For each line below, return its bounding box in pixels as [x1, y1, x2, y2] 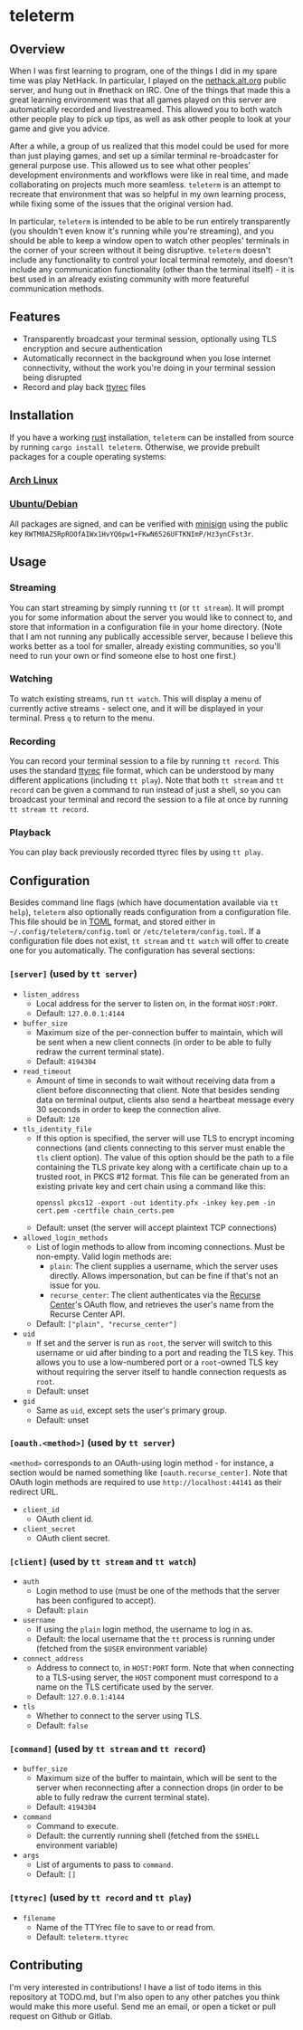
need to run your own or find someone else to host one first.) [9, 650, 237, 661]
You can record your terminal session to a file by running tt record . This [9, 756, 279, 767]
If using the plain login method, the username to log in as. [35, 1624, 253, 1634]
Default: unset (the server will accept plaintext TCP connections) [35, 1222, 278, 1233]
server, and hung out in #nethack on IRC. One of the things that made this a [9, 85, 291, 95]
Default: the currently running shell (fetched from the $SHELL [35, 1830, 260, 1842]
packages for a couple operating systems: [9, 451, 167, 462]
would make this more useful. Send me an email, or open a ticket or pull [9, 2001, 276, 2012]
